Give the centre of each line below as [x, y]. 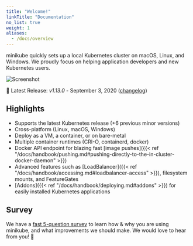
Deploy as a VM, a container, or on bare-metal [70, 135]
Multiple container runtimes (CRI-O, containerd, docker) [82, 142]
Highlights [25, 109]
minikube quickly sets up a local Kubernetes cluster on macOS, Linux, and [95, 55]
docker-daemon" [35, 160]
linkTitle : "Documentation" [40, 17]
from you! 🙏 [20, 236]
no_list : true [23, 22]
